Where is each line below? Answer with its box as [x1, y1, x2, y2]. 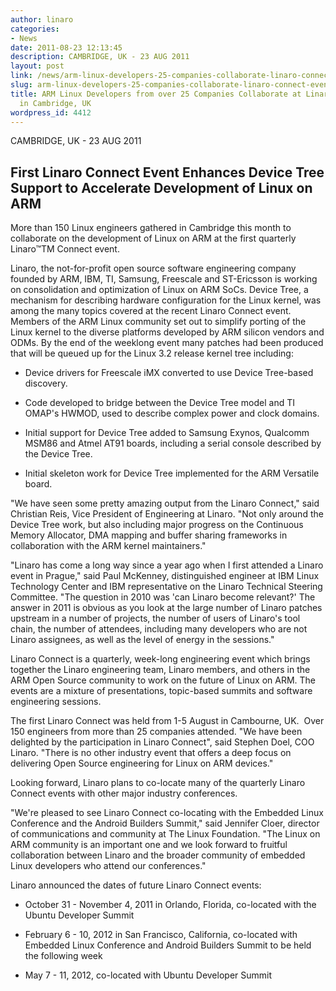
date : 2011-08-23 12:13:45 [10, 42, 123, 53]
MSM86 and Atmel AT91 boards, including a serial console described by [24, 437, 322, 450]
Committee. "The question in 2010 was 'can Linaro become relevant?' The [10, 591, 316, 603]
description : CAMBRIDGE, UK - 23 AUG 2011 [10, 52, 190, 62]
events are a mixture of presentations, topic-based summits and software [10, 685, 313, 697]
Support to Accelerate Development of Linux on [10, 179, 313, 196]
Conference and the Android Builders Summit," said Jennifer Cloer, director [10, 817, 320, 830]
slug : [10, 80, 33, 90]
